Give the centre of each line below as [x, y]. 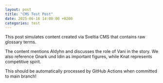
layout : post [18, 9]
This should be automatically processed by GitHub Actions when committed [81, 71]
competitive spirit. [23, 62]
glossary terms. [21, 42]
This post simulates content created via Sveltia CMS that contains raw [75, 37]
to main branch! [21, 76]
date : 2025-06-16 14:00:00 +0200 [39, 18]
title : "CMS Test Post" [29, 14]
